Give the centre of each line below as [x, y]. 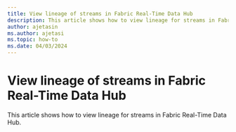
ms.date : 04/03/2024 [38, 46]
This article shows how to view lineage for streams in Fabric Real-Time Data [117, 115]
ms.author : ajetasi [36, 33]
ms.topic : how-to [33, 40]
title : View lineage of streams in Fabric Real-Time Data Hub [100, 14]
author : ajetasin [33, 27]
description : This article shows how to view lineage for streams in [111, 20]
